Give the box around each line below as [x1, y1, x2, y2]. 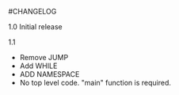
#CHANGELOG [8, 7, 57, 16]
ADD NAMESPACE [19, 70, 80, 78]
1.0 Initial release [8, 22, 63, 31]
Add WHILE [19, 61, 58, 70]
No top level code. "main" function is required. [19, 78, 172, 87]
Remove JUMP [19, 53, 69, 62]
